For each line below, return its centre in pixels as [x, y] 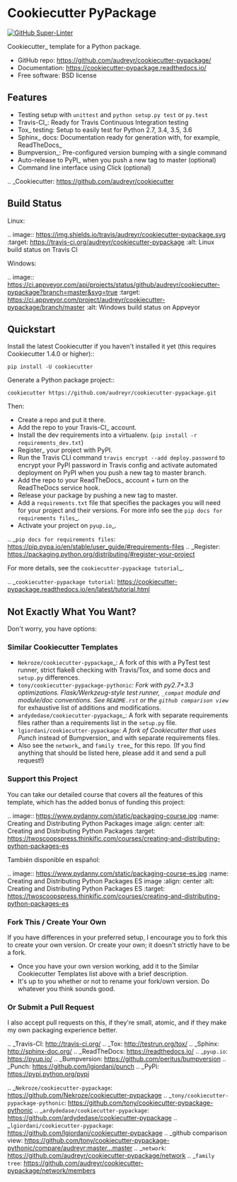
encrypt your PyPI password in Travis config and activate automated [117, 465]
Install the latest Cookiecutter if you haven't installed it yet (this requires [112, 346]
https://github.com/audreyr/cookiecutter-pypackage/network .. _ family [111, 1156]
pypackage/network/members [52, 1171]
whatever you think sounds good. [66, 989]
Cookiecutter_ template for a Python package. [74, 46]
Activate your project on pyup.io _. [67, 526]
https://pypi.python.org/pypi [48, 1074]
